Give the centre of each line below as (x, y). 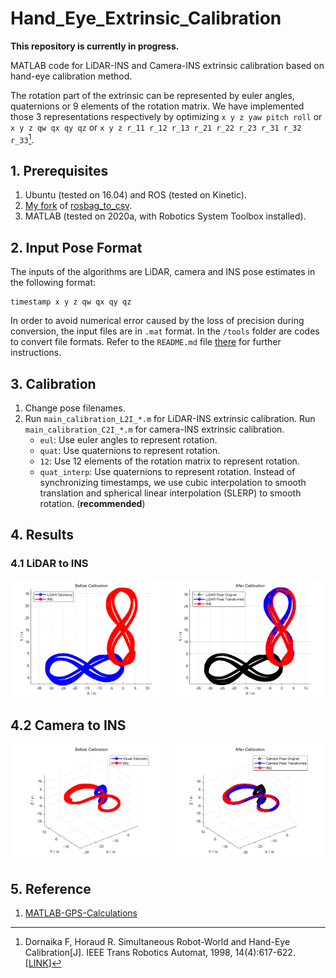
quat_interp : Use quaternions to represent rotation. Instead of (167, 472)
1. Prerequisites (59, 170)
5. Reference (51, 888)
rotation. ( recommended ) (92, 504)
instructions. (36, 353)
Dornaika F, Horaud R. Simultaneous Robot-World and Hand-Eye (157, 942)
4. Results (42, 535)
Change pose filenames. (75, 408)
